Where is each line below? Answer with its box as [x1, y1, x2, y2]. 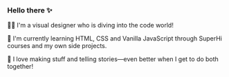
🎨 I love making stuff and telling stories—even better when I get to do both [7, 55, 219, 63]
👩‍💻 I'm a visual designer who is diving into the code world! [7, 21, 174, 30]
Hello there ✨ [7, 5, 53, 15]
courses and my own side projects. [7, 42, 107, 50]
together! [7, 63, 33, 71]
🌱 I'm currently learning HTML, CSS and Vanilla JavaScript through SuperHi [7, 34, 223, 43]
